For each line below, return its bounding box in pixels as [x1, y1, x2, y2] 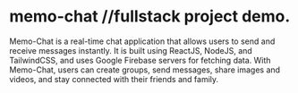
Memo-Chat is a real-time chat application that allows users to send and [9, 36, 276, 46]
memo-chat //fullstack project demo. [9, 6, 291, 27]
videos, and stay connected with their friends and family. [9, 73, 219, 84]
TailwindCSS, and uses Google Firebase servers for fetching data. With [9, 55, 271, 65]
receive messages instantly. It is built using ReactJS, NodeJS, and [9, 45, 252, 55]
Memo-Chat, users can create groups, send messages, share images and [9, 64, 280, 75]
